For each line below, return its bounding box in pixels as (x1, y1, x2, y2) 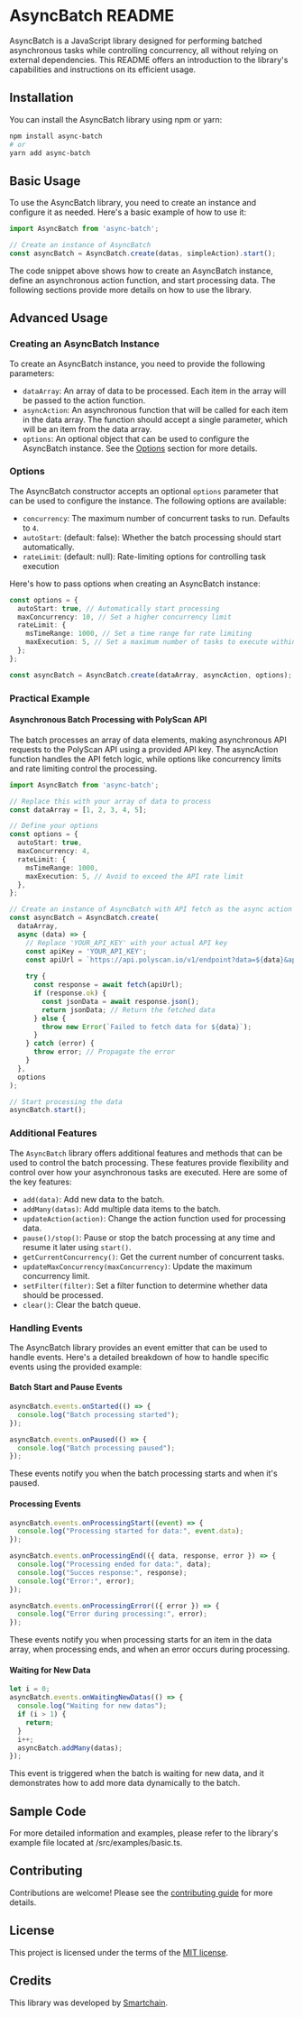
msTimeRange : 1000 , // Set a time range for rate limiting (25, 629, 252, 639)
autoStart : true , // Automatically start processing (17, 603, 220, 613)
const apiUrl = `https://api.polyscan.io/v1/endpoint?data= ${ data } (25, 955, 284, 964)
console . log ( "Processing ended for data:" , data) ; (17, 1560, 212, 1570)
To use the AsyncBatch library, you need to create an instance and (9, 198, 257, 208)
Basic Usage (9, 173, 81, 189)
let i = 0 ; (9, 1684, 50, 1694)
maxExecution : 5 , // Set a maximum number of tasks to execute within (25, 638, 297, 647)
